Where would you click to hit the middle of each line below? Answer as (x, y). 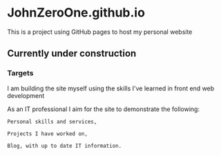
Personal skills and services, (52, 121)
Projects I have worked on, (48, 134)
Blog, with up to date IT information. (65, 146)
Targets (20, 73)
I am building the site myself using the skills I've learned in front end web (111, 88)
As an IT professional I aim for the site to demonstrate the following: (104, 109)
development (26, 95)
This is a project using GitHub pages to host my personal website (100, 32)
